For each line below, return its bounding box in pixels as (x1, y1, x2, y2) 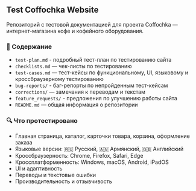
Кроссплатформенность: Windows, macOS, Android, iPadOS (14, 158, 169, 166)
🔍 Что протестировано (6, 117, 78, 125)
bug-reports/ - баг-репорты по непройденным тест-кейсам (14, 82, 168, 89)
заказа (14, 139, 33, 146)
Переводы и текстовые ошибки (14, 172, 96, 179)
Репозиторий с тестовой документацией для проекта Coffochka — (6, 21, 178, 28)
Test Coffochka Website (6, 5, 99, 15)
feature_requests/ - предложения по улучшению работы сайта (14, 95, 178, 102)
